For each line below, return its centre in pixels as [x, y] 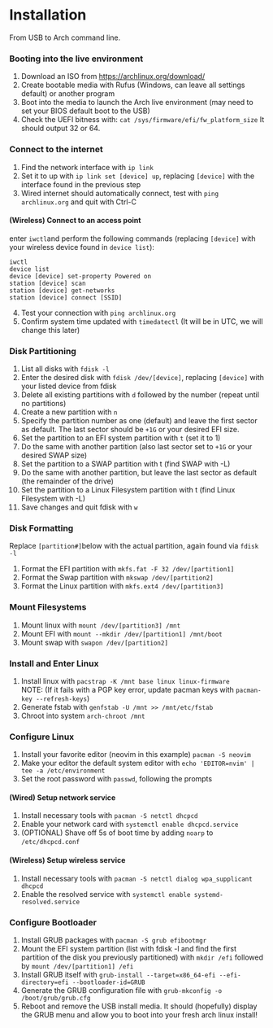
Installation [48, 15]
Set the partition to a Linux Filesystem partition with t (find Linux [128, 490]
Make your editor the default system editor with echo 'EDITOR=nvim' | [138, 763]
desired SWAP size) [54, 455]
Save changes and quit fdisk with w [79, 507]
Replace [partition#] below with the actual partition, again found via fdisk [134, 546]
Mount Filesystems [48, 607]
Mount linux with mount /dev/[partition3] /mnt [101, 625]
